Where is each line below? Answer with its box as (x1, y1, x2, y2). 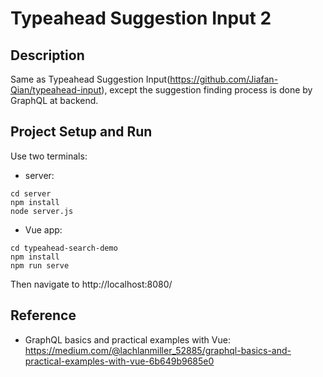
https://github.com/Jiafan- (169, 73, 279, 85)
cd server (10, 188, 52, 199)
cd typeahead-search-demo (10, 243, 118, 253)
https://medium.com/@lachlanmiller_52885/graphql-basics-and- (24, 344, 292, 356)
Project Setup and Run (10, 123, 153, 141)
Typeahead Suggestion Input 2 (10, 7, 272, 30)
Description (10, 47, 85, 64)
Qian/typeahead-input (10, 84, 102, 96)
